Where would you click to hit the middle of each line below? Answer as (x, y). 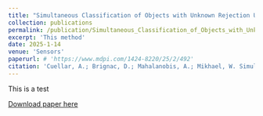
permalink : (26, 30)
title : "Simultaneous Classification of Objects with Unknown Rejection (129, 15)
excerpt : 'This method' (47, 37)
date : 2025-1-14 (34, 45)
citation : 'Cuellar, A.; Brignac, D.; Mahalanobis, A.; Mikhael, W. (122, 67)
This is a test (29, 89)
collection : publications (50, 23)
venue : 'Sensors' (36, 52)
